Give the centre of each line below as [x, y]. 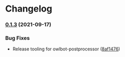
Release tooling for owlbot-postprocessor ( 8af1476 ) [66, 49]
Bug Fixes [18, 38]
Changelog [29, 9]
